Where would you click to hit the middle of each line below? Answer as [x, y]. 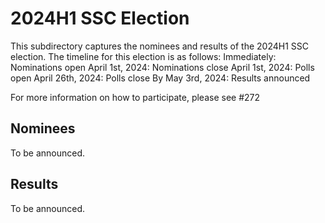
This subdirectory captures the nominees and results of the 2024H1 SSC [160, 46]
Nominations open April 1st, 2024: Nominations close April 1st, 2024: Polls [162, 67]
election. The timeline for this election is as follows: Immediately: [143, 56]
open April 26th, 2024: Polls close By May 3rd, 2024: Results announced [160, 78]
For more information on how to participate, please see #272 [135, 97]
